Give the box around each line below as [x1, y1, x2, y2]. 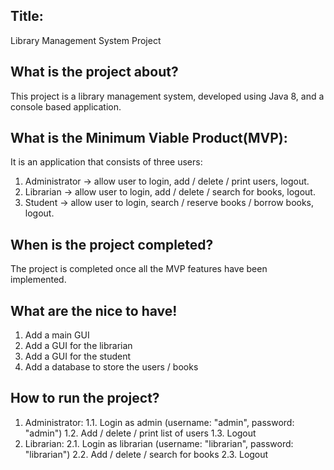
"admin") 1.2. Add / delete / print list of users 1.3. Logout [24, 427, 257, 439]
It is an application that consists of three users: [10, 156, 203, 168]
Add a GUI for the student [24, 350, 132, 363]
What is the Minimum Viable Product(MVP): [10, 130, 288, 147]
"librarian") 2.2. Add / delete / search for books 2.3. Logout [24, 448, 269, 460]
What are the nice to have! [10, 302, 178, 319]
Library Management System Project [10, 34, 162, 46]
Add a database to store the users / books [24, 361, 199, 373]
